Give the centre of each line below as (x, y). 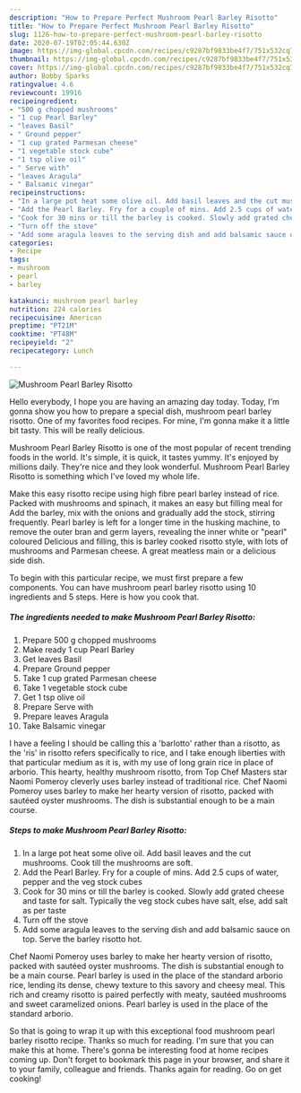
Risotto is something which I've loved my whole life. (104, 476)
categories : (31, 243)
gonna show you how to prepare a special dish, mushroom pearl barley (140, 411)
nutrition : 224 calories (56, 309)
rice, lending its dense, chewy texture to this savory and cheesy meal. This (147, 984)
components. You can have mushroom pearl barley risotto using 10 (133, 587)
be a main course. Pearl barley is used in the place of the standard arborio (146, 975)
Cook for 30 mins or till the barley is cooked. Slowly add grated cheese (153, 891)
